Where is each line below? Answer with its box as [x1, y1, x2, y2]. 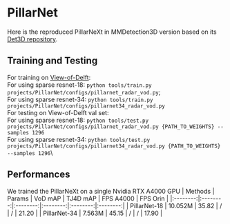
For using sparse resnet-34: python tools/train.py [7, 95, 153, 103]
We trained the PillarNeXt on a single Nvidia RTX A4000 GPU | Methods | [7, 187, 215, 195]
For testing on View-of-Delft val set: [7, 108, 109, 116]
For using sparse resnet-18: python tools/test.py [7, 116, 149, 124]
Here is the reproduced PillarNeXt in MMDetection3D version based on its [7, 28, 217, 36]
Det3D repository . [7, 34, 58, 43]
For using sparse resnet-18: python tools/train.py [7, 81, 152, 89]
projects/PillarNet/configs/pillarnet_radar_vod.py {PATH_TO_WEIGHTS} [7, 123, 215, 130]
